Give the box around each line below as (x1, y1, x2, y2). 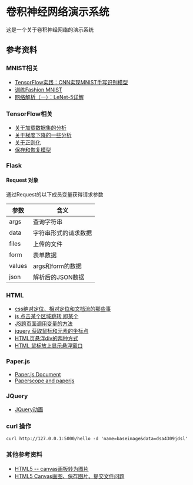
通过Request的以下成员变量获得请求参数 (6, 191, 104, 198)
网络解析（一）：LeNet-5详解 (14, 93, 84, 100)
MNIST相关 (6, 64, 38, 73)
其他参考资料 (6, 451, 43, 459)
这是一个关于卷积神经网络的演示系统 (6, 26, 94, 33)
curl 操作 (6, 422, 31, 430)
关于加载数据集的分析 (14, 124, 66, 131)
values (9, 262, 28, 270)
